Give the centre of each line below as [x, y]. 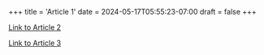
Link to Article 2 [35, 27]
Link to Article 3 [35, 43]
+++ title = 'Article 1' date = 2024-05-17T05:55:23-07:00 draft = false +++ [133, 12]
